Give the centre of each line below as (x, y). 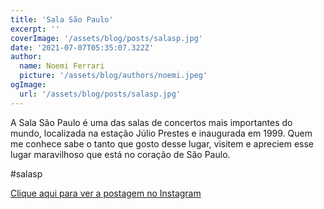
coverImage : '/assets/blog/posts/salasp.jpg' (106, 38)
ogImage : (28, 85)
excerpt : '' (35, 29)
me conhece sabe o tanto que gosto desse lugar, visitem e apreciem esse (162, 143)
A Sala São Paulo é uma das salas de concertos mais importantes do (151, 122)
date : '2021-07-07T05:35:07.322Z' (82, 47)
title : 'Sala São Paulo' (62, 19)
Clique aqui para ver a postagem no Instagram (106, 193)
